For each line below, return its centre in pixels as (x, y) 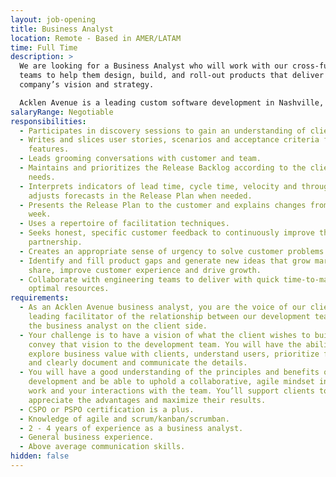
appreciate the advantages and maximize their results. (147, 400)
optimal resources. (69, 289)
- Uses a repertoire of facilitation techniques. (124, 224)
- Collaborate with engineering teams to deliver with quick (149, 279)
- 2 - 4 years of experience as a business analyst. (131, 428)
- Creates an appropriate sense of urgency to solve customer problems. (174, 251)
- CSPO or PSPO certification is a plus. (107, 409)
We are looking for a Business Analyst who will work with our (153, 66)
